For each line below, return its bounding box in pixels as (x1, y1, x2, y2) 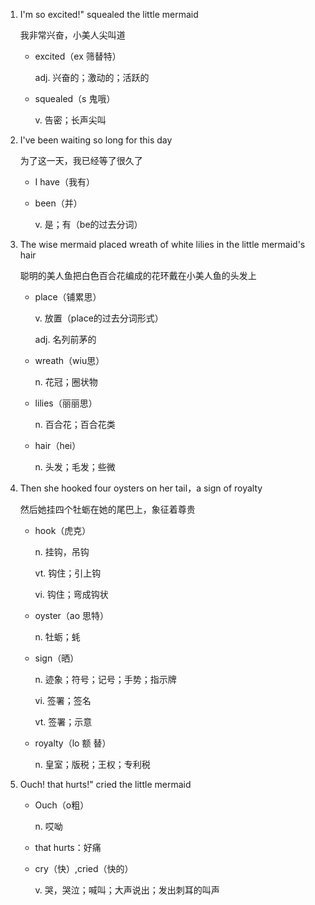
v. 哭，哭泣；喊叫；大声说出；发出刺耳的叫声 (34, 884, 220, 896)
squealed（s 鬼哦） (34, 93, 116, 104)
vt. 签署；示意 (34, 716, 93, 728)
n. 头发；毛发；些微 (34, 461, 116, 473)
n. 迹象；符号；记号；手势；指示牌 (34, 674, 177, 685)
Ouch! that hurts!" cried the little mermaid (19, 779, 192, 790)
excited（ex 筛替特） (34, 50, 122, 62)
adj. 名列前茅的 (34, 334, 97, 345)
